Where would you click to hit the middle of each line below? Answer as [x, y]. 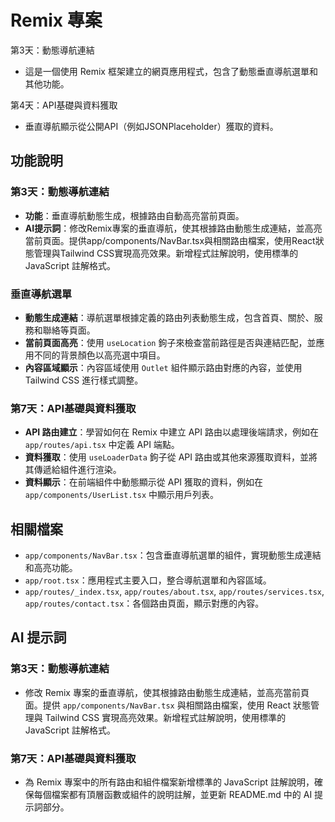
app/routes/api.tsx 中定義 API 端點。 [102, 445]
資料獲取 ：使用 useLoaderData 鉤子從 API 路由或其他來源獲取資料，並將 [171, 457]
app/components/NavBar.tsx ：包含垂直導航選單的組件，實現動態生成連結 [173, 555]
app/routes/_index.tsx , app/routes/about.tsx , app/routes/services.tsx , [174, 592]
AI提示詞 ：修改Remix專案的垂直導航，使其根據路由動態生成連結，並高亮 [173, 228]
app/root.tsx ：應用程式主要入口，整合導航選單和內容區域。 [148, 580]
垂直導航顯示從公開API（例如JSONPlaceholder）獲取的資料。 [151, 126]
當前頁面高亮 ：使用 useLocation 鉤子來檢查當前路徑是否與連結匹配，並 [170, 342]
